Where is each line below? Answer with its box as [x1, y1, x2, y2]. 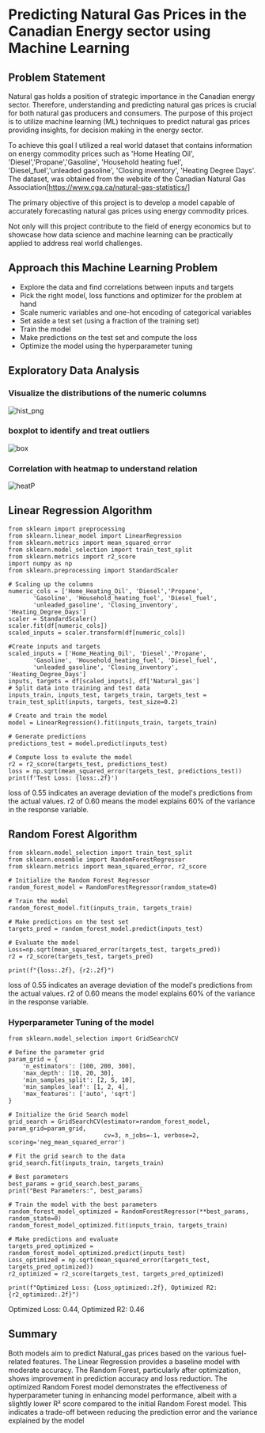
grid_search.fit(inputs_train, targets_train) [8, 1159, 165, 1167]
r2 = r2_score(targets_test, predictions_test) [8, 760, 168, 768]
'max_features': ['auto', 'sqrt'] [22, 1090, 136, 1098]
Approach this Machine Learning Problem [8, 261, 218, 274]
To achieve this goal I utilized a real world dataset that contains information [8, 141, 253, 149]
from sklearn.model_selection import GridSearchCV [8, 1034, 179, 1043]
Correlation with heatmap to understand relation [8, 463, 198, 474]
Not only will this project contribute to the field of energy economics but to [8, 221, 252, 231]
